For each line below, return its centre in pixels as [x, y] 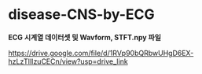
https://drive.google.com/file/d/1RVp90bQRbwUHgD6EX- [101, 53]
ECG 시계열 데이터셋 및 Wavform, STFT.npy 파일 [84, 37]
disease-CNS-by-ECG [81, 15]
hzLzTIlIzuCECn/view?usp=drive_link [68, 61]
